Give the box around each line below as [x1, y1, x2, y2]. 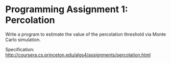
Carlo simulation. [5, 37, 41, 43]
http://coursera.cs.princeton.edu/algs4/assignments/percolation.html [5, 52, 151, 58]
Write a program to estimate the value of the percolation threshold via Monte [5, 31, 166, 37]
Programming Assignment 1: [5, 4, 129, 15]
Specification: [5, 46, 35, 52]
